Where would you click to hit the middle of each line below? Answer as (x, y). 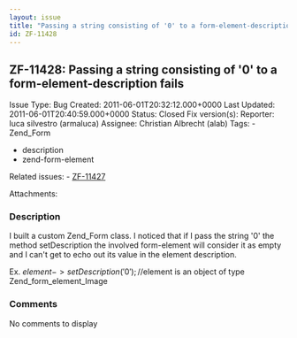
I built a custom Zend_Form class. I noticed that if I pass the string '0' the (142, 236)
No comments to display (53, 323)
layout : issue (35, 17)
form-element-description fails (97, 84)
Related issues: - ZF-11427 (57, 177)
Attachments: (34, 194)
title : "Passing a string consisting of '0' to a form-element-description (152, 26)
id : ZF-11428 (33, 34)
